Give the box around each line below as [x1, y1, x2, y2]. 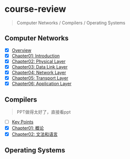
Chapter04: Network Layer [11, 70, 66, 75]
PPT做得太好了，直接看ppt [16, 109, 71, 115]
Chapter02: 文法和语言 [11, 131, 58, 137]
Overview [11, 47, 32, 53]
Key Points [11, 119, 34, 124]
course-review [4, 3, 66, 15]
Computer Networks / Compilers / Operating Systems [16, 20, 126, 26]
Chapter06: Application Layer [11, 80, 72, 87]
